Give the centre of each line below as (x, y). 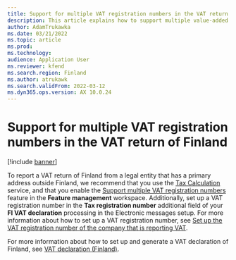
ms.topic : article (34, 40)
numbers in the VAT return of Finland (117, 142)
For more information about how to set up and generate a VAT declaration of (118, 242)
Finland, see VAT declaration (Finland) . (63, 249)
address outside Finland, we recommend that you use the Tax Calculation (114, 183)
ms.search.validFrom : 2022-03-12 (56, 86)
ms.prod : (20, 47)
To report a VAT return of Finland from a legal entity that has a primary (109, 175)
